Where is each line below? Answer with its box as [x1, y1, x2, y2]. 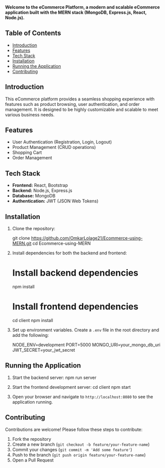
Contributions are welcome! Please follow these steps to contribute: [5, 426, 143, 432]
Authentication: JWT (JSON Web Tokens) [12, 198, 99, 204]
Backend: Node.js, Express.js [12, 187, 72, 193]
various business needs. [5, 111, 55, 118]
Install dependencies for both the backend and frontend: [12, 250, 127, 256]
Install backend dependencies [12, 267, 139, 279]
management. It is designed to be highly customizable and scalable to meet [5, 106, 159, 112]
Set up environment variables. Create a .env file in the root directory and [12, 327, 159, 333]
